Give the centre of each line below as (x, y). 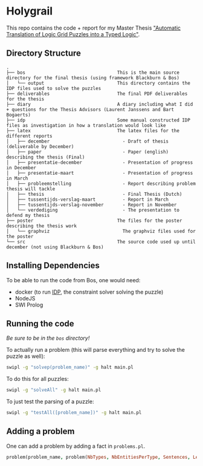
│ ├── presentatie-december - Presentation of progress (100, 162)
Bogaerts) (19, 115)
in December (21, 167)
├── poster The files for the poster (94, 221)
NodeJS (25, 298)
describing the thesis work (42, 226)
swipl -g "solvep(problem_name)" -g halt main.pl (70, 367)
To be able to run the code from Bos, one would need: (73, 280)
